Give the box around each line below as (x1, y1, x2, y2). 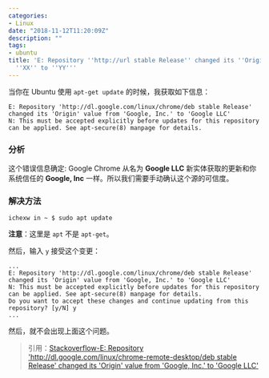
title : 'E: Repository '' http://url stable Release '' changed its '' (8, 57, 246, 65)
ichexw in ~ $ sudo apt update (8, 214, 113, 223)
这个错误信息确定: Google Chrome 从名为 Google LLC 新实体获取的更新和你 (8, 163, 257, 173)
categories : (8, 11, 48, 20)
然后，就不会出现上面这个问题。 (8, 326, 114, 336)
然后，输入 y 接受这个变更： (8, 246, 101, 256)
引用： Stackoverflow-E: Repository (27, 344, 144, 353)
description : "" (8, 34, 62, 42)
